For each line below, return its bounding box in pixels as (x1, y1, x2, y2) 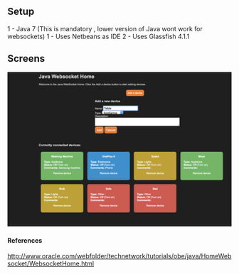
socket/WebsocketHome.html (7, 259, 95, 268)
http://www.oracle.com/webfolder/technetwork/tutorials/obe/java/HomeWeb (7, 252, 232, 261)
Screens (7, 53, 45, 65)
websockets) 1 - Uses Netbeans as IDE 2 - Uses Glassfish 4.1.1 (7, 32, 190, 40)
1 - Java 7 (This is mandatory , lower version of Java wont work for (7, 24, 203, 33)
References (7, 236, 43, 244)
